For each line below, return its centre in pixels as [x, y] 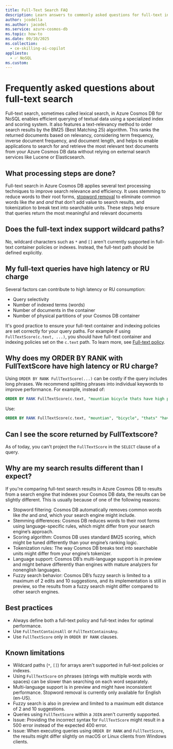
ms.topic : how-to [24, 34]
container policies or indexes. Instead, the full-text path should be [84, 247]
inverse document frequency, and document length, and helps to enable [82, 141]
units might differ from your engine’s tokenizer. [62, 553]
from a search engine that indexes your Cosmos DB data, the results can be [86, 494]
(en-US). [22, 698]
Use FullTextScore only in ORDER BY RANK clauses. [65, 637]
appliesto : [17, 53]
